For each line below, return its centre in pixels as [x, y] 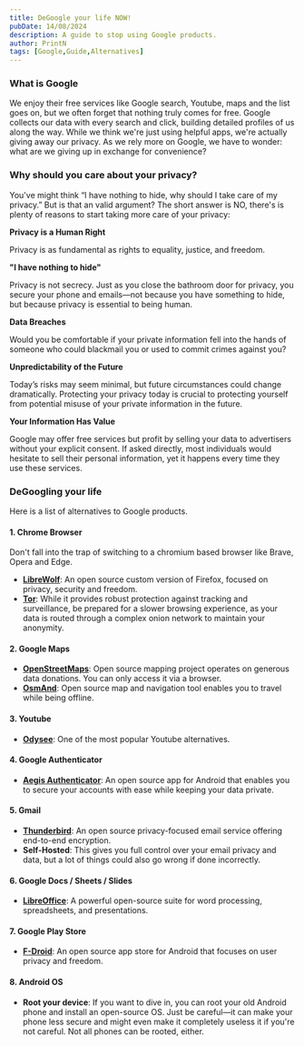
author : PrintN [38, 43]
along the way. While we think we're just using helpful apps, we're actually [148, 132]
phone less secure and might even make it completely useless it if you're [158, 1021]
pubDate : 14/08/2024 [49, 26]
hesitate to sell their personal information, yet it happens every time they [145, 458]
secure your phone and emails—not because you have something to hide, [147, 294]
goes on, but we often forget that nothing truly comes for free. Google [140, 113]
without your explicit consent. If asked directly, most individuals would [141, 448]
